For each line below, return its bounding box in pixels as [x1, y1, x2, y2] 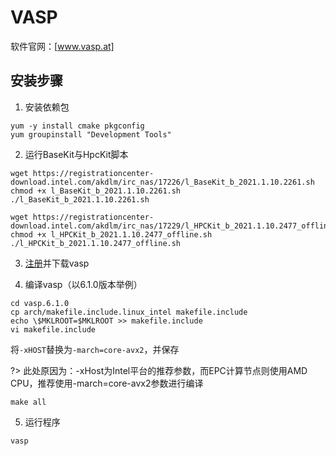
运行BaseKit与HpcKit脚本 [24, 148, 129, 160]
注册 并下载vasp [24, 257, 90, 269]
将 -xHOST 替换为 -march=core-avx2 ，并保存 [10, 343, 180, 355]
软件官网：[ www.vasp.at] [10, 40, 115, 52]
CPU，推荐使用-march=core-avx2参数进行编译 [10, 377, 204, 389]
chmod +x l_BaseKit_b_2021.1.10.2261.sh [10, 186, 182, 196]
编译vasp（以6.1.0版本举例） [24, 278, 143, 290]
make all [10, 397, 47, 407]
